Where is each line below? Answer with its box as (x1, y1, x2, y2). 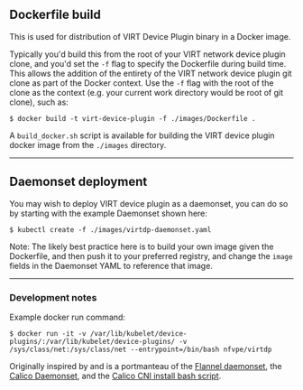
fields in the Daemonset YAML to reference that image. (9, 260, 214, 271)
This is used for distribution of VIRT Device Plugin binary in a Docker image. (9, 31, 291, 42)
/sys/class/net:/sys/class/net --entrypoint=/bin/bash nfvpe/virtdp (9, 345, 272, 354)
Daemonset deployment (9, 174, 148, 190)
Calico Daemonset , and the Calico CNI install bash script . (9, 370, 222, 381)
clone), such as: (9, 97, 69, 107)
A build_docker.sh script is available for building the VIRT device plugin (9, 130, 275, 141)
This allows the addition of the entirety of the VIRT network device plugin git (9, 68, 292, 79)
